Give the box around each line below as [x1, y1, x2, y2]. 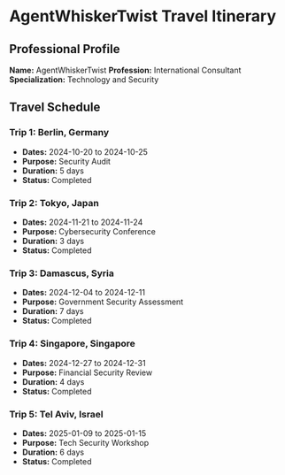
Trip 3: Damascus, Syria [9, 267, 115, 280]
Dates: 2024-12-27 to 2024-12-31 [21, 357, 146, 368]
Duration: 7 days [21, 306, 84, 317]
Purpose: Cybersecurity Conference [21, 226, 157, 236]
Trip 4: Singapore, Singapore [9, 338, 135, 350]
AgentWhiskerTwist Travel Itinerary [9, 6, 277, 27]
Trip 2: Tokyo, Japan [9, 196, 99, 209]
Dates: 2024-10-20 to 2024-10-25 [21, 146, 149, 157]
